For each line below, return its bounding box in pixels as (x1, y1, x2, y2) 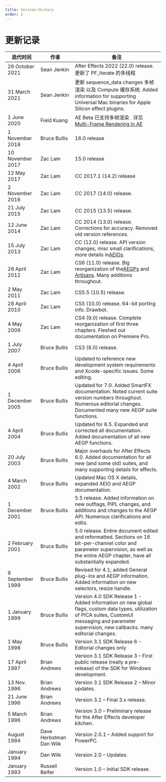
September (7, 575, 34, 582)
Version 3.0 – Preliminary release (75, 708, 152, 715)
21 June (7, 693, 27, 700)
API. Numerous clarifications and (75, 513, 151, 520)
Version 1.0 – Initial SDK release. (75, 766, 150, 773)
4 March (7, 477, 27, 484)
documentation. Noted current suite (75, 388, 158, 395)
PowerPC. (75, 737, 98, 744)
